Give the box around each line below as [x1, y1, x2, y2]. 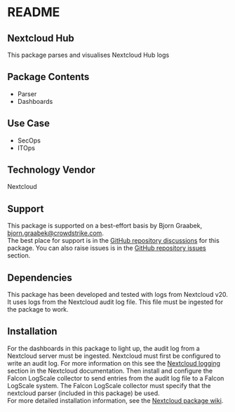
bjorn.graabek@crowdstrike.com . [7, 229, 104, 237]
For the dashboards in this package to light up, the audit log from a [7, 344, 200, 352]
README [7, 4, 60, 20]
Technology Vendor [7, 164, 96, 176]
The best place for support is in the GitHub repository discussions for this [7, 237, 220, 245]
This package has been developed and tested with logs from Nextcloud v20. [7, 291, 228, 299]
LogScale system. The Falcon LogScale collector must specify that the [7, 381, 211, 390]
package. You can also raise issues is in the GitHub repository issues [7, 244, 206, 253]
